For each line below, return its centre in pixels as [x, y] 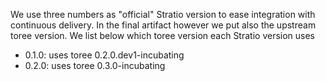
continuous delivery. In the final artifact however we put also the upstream [163, 25]
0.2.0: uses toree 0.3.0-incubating [95, 65]
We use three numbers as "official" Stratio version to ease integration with [163, 14]
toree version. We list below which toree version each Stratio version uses [163, 35]
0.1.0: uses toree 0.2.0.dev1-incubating [104, 55]
